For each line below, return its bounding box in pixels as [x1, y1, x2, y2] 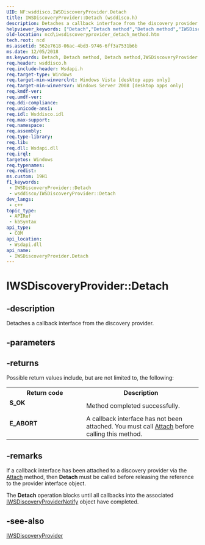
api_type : [6, 225, 32, 231]
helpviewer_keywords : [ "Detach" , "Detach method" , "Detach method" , [6, 26, 179, 32]
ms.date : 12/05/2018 [6, 49, 59, 55]
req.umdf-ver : [6, 94, 43, 100]
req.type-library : [6, 134, 53, 140]
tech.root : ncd [6, 37, 45, 43]
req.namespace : [6, 123, 45, 129]
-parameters [6, 337, 56, 348]
